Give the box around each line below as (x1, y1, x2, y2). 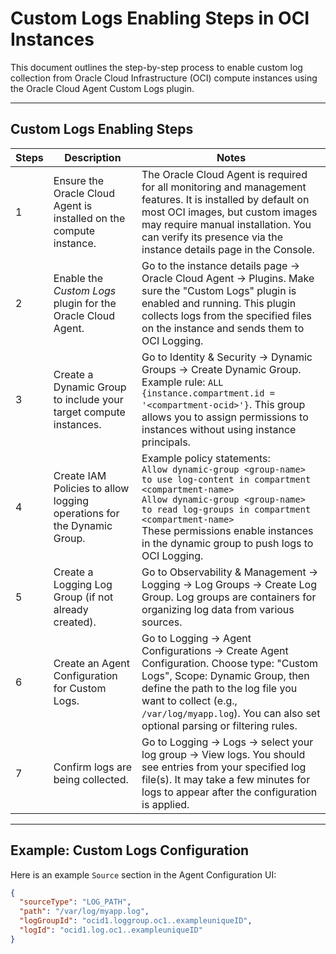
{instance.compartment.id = (141, 387, 275, 399)
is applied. (141, 797, 190, 811)
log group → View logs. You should (141, 747, 306, 761)
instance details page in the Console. (141, 242, 315, 256)
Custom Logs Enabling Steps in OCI (10, 7, 310, 30)
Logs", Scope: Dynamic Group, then (141, 668, 310, 682)
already (53, 602, 89, 616)
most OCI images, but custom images (141, 205, 318, 219)
